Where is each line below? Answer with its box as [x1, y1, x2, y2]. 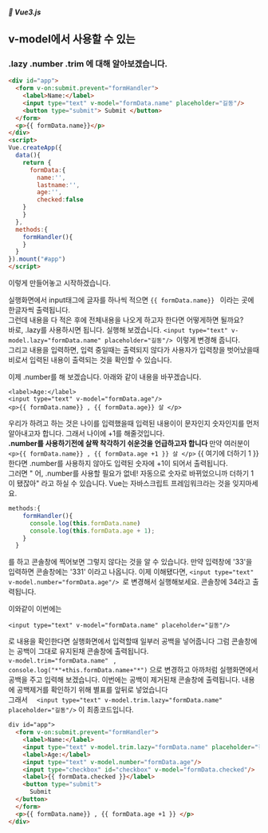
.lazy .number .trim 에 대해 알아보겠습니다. [8, 58, 167, 69]
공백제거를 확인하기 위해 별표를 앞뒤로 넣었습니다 [16, 685, 168, 695]
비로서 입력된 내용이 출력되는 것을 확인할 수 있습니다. [8, 355, 172, 365]
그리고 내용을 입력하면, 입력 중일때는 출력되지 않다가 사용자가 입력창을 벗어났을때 [8, 345, 260, 355]
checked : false [37, 196, 84, 204]
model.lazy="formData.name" [8, 337, 102, 345]
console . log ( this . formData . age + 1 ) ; [29, 527, 156, 535]
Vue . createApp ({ [8, 144, 62, 152]
